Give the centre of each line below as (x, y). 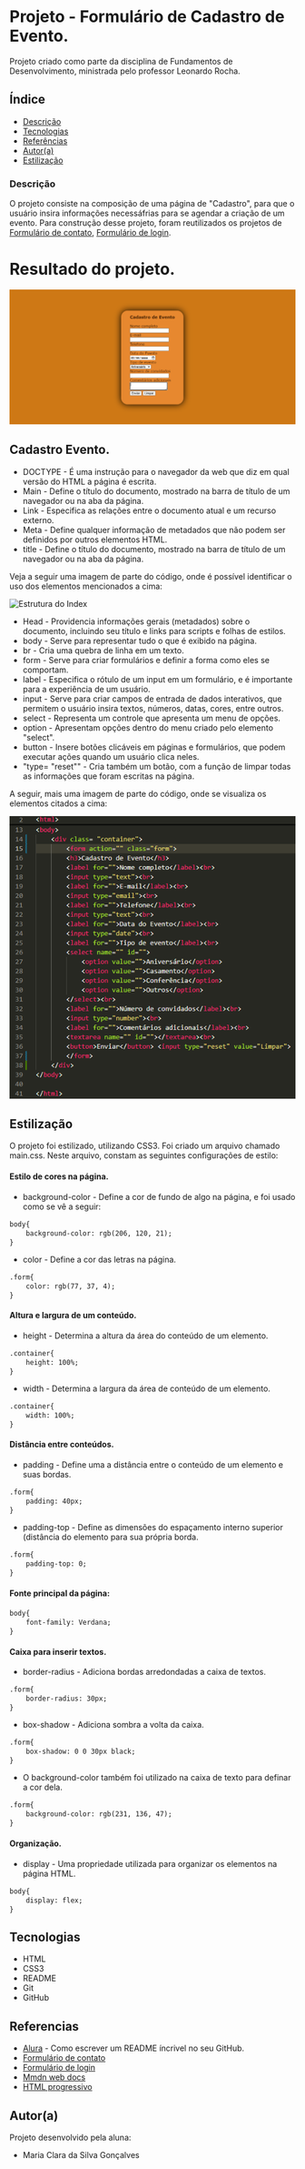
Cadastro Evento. (60, 450)
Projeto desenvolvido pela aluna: (70, 2138)
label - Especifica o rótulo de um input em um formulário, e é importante (157, 679)
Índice (27, 100)
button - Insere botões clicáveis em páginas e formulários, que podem (154, 747)
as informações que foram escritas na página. (108, 776)
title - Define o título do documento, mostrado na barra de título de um (154, 549)
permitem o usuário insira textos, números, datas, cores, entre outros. (153, 708)
